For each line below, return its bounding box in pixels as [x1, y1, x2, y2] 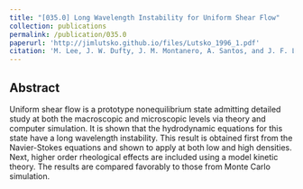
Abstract [9, 80, 60, 95]
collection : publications [9, 22, 106, 31]
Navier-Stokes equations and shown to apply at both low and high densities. [9, 141, 292, 153]
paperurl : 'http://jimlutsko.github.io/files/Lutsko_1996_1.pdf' [9, 38, 260, 48]
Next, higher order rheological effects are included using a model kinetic [9, 151, 279, 162]
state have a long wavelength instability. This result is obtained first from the [9, 132, 293, 143]
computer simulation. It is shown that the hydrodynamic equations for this [9, 122, 283, 133]
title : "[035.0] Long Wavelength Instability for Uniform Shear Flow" [9, 13, 280, 22]
